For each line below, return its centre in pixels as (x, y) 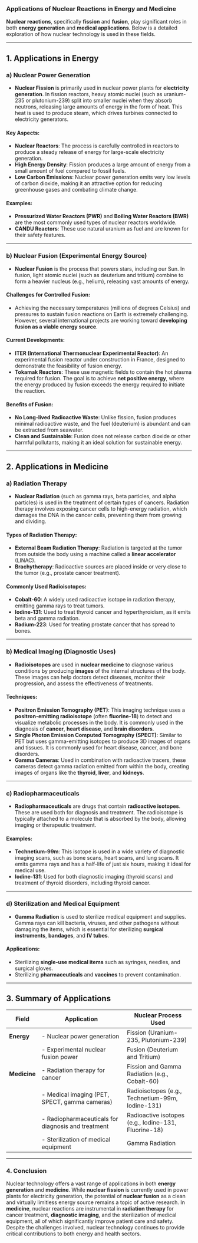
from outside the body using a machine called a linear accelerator (95, 554)
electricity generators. (42, 119)
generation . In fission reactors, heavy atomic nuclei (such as (88, 94)
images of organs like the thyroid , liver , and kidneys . (79, 772)
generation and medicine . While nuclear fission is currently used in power (97, 1190)
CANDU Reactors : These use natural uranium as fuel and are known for (102, 229)
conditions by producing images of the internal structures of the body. (100, 670)
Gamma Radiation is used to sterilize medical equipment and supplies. (100, 916)
